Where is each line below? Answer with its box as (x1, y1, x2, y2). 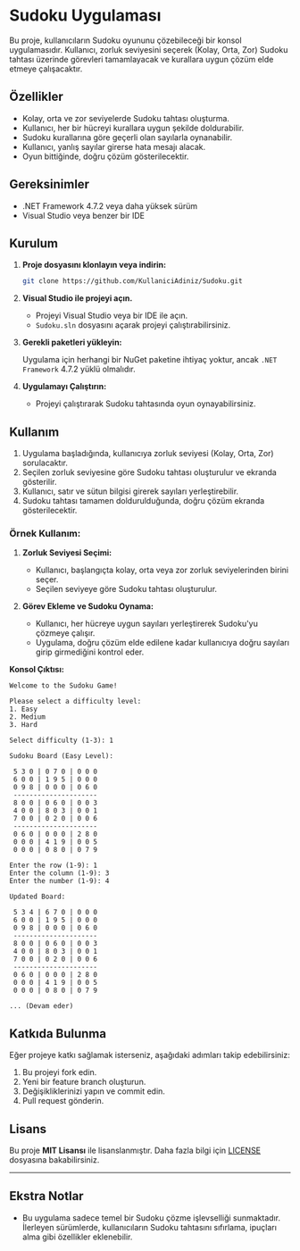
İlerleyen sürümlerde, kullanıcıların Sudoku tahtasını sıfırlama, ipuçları (21, 1222, 277, 1232)
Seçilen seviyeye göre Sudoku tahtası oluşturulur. (35, 584, 217, 595)
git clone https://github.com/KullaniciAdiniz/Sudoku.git (21, 277, 243, 286)
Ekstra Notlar (9, 1188, 84, 1204)
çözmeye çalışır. (35, 628, 96, 638)
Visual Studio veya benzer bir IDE (21, 210, 146, 221)
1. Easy (9, 705, 38, 714)
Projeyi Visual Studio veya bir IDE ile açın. (35, 310, 188, 321)
